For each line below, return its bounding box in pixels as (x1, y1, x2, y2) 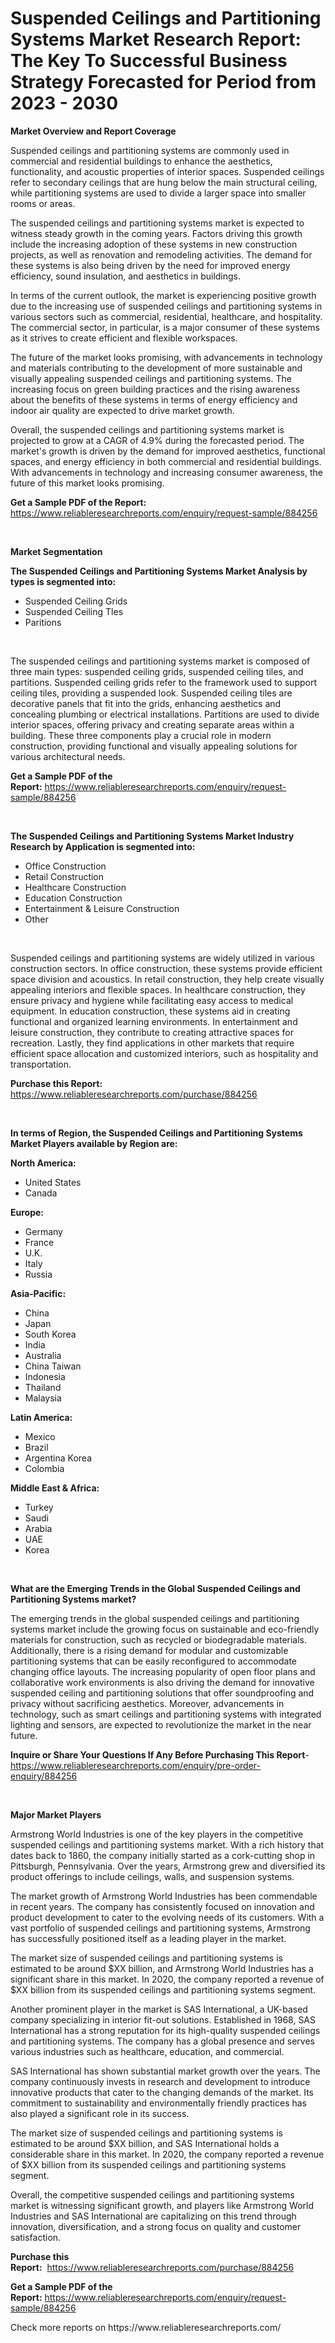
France (24, 1236, 55, 1248)
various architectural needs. (10, 750, 126, 762)
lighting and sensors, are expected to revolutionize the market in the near (10, 1718, 312, 1731)
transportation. (10, 1058, 72, 1070)
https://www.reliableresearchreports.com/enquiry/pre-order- (10, 1759, 261, 1771)
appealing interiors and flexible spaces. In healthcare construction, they (10, 983, 306, 996)
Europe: (10, 1206, 45, 1218)
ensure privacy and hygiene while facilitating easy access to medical (10, 994, 294, 1006)
